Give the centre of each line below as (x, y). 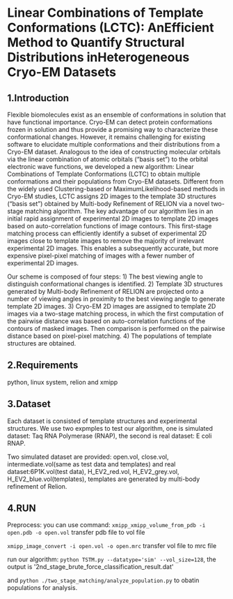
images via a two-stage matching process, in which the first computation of (115, 313)
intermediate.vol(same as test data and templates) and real (91, 464)
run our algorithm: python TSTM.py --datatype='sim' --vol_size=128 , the (112, 559)
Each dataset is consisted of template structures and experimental (102, 421)
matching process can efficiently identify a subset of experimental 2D (107, 233)
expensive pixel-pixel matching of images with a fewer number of (101, 256)
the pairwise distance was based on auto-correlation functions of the (106, 321)
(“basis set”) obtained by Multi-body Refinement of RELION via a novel (109, 204)
